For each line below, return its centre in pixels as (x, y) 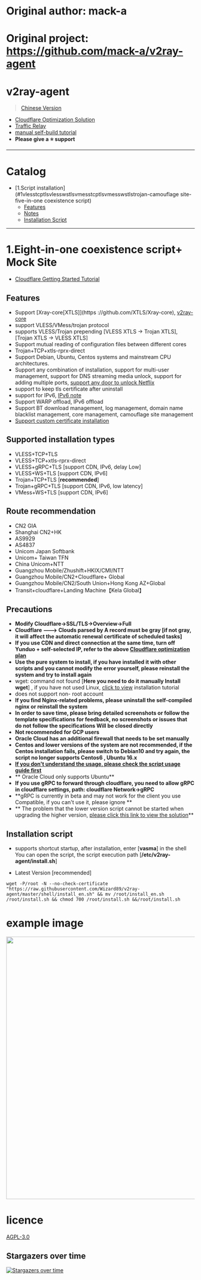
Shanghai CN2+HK (38, 532)
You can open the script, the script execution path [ (78, 855)
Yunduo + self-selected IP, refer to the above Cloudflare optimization (102, 649)
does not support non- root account (59, 694)
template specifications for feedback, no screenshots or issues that (101, 720)
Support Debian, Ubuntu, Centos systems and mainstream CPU (93, 357)
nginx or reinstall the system (51, 707)
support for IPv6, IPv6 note (48, 395)
